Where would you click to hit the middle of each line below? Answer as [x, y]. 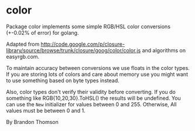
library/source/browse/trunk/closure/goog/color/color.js [73, 50]
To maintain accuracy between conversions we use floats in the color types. [98, 68]
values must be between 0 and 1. [46, 110]
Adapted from [23, 44]
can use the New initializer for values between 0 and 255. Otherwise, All [91, 104]
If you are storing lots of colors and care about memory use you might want [97, 74]
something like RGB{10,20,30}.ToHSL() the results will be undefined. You [94, 98]
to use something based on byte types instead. [63, 80]
